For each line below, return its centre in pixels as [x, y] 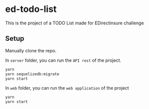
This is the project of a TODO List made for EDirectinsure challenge [74, 23]
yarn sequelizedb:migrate [32, 74]
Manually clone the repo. [31, 50]
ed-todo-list [31, 9]
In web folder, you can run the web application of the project [67, 88]
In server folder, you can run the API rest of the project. [63, 60]
